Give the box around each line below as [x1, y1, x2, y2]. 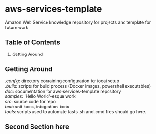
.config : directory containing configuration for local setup [5, 78, 120, 84]
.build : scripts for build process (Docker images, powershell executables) [5, 83, 151, 89]
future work [5, 24, 29, 30]
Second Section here [5, 122, 69, 131]
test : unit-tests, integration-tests [5, 104, 69, 109]
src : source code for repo [5, 98, 56, 104]
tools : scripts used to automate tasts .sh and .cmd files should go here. [5, 108, 147, 114]
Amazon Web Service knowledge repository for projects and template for [5, 19, 151, 25]
